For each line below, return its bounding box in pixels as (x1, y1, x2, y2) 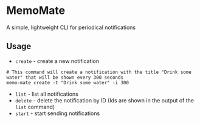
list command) (15, 103, 55, 110)
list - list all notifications (15, 90, 79, 98)
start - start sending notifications (15, 110, 100, 117)
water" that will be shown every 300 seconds (6, 74, 123, 81)
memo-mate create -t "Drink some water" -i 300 (6, 79, 129, 85)
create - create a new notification (15, 57, 100, 64)
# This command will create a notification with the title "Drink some (6, 69, 191, 75)
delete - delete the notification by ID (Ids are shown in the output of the (15, 96, 195, 104)
